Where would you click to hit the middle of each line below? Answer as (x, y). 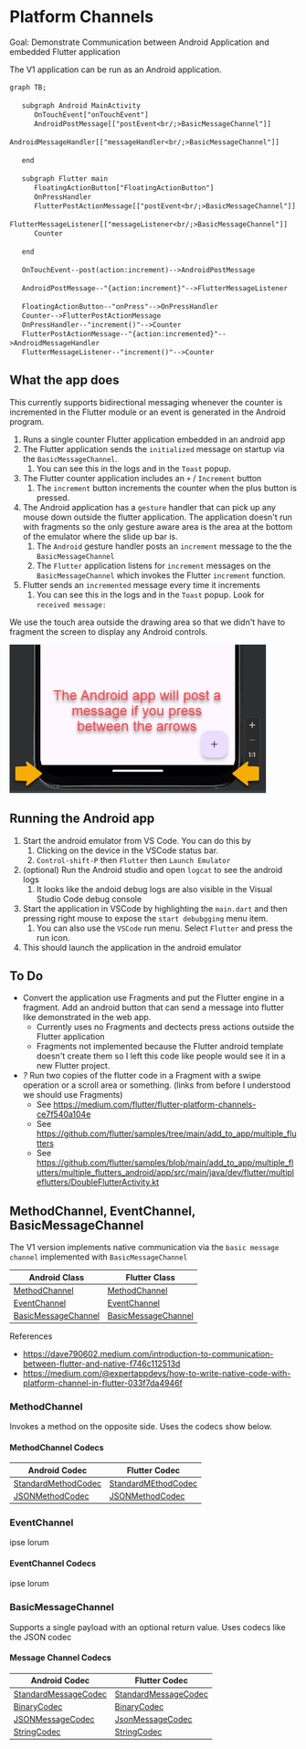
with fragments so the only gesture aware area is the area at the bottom (158, 526)
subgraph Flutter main (64, 179)
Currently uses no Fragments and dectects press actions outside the (165, 1027)
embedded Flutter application (65, 51)
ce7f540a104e (63, 1114)
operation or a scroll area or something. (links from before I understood (156, 1085)
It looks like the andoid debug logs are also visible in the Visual (154, 889)
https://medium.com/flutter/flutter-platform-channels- (155, 1105)
